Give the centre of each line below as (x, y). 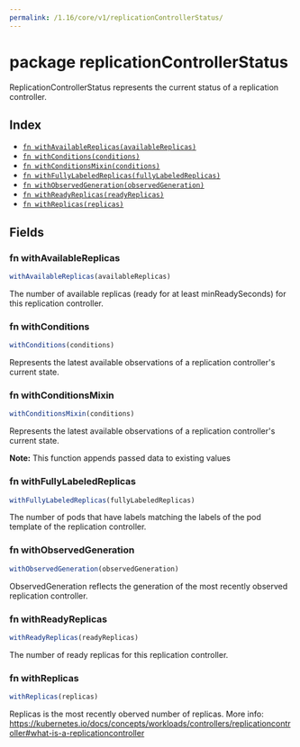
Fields (27, 232)
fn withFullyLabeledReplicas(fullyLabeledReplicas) (121, 176)
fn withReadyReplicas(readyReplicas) (93, 195)
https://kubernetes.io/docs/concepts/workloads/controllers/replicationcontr (150, 723)
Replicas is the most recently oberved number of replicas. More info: (136, 714)
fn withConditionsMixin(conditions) (91, 166)
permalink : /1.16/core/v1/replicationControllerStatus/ (116, 18)
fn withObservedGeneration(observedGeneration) (113, 185)
